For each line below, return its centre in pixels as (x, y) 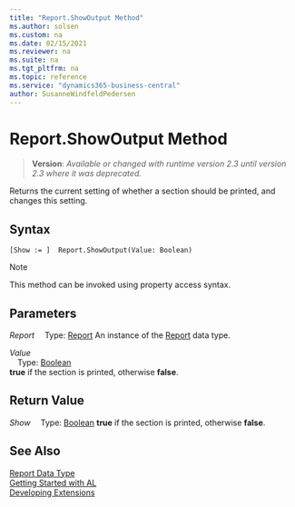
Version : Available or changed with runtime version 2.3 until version (159, 164)
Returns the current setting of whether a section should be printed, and (143, 191)
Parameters (43, 313)
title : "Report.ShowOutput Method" (77, 18)
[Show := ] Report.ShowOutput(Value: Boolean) (101, 251)
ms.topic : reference (49, 77)
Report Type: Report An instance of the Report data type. (120, 335)
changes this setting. (49, 201)
